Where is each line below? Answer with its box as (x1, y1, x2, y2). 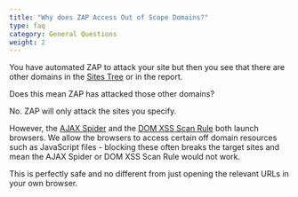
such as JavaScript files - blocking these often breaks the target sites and (9, 142, 280, 153)
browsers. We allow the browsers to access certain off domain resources (9, 132, 278, 143)
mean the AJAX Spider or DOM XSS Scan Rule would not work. (9, 152, 241, 162)
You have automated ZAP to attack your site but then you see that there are (9, 62, 286, 73)
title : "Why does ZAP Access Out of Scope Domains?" (9, 12, 209, 22)
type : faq (9, 21, 46, 30)
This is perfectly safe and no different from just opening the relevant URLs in (9, 169, 289, 179)
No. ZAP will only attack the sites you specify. (9, 106, 177, 116)
